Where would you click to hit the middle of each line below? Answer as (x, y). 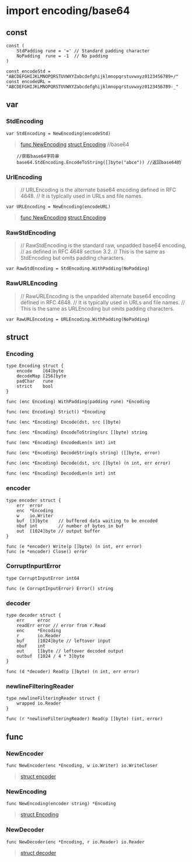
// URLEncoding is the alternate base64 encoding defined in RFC (98, 190)
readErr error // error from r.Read (61, 626)
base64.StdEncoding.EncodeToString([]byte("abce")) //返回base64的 (99, 162)
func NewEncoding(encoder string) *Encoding (61, 804)
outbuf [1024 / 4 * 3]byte (50, 657)
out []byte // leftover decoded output (70, 651)
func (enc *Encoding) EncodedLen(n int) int (61, 443)
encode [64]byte (40, 371)
